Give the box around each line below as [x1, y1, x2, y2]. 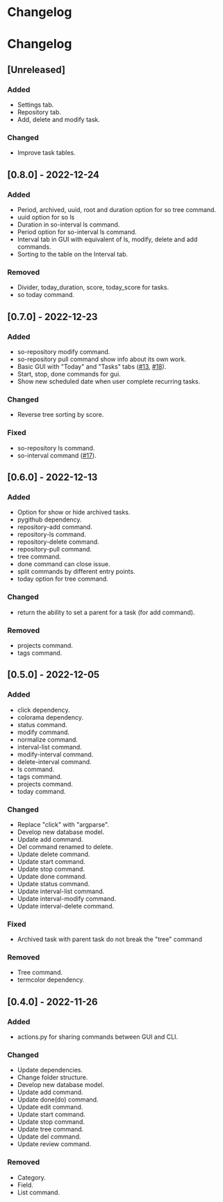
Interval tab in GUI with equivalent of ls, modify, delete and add [17, 235, 198, 244]
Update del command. [17, 1132, 81, 1141]
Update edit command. [17, 1103, 83, 1111]
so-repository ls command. [17, 443, 95, 452]
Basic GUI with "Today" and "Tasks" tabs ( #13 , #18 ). [17, 363, 167, 371]
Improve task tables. [17, 149, 76, 157]
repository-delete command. [17, 538, 99, 546]
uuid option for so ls [17, 213, 75, 222]
